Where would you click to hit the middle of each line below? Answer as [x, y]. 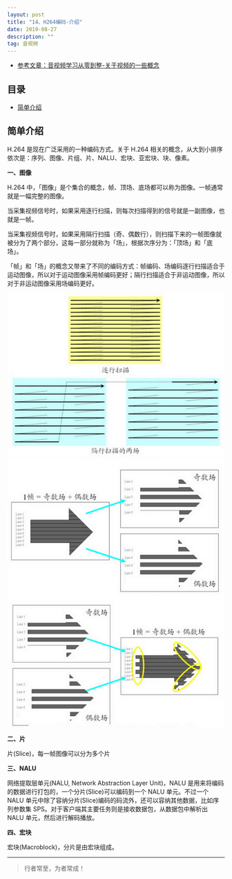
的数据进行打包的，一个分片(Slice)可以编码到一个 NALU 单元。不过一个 [108, 792]
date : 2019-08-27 [32, 29]
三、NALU [22, 768]
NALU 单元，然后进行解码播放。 [53, 818]
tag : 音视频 [23, 44]
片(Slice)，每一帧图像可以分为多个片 [59, 754]
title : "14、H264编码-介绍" [45, 22]
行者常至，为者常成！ [54, 869]
